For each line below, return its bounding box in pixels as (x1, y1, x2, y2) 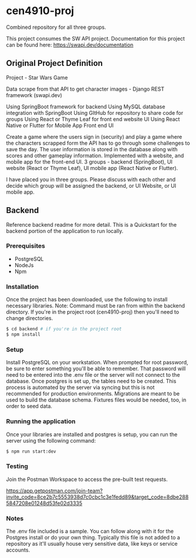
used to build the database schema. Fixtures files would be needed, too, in (6, 396, 187, 404)
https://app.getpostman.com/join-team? (6, 487, 103, 494)
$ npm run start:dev (6, 449, 57, 454)
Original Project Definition (6, 58, 103, 68)
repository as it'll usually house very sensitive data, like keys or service (6, 540, 178, 547)
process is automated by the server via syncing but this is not (6, 384, 155, 391)
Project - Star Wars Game (6, 74, 68, 81)
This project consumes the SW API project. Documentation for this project (6, 35, 185, 42)
